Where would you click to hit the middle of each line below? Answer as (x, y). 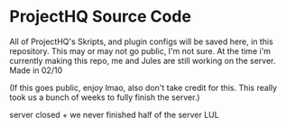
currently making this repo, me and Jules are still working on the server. (143, 60)
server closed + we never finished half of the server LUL (114, 114)
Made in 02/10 (36, 70)
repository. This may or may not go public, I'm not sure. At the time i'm (140, 50)
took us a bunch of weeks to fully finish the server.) (105, 97)
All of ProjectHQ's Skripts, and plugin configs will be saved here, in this (141, 41)
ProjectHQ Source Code (101, 17)
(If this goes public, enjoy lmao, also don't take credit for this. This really (143, 87)
